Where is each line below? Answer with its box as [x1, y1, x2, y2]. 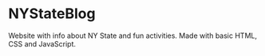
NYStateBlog [8, 5, 96, 23]
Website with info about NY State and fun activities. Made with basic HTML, [8, 31, 258, 40]
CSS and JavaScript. [8, 39, 77, 48]
